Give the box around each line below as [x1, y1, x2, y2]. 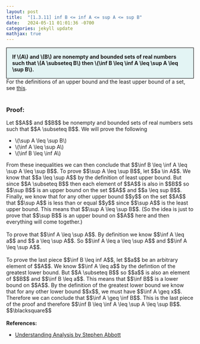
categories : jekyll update [6, 25, 73, 32]
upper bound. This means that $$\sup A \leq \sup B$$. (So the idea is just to [6, 206, 193, 213]
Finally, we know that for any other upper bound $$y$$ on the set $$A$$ [6, 193, 186, 200]
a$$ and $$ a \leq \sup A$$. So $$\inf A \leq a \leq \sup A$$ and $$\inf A [6, 237, 187, 244]
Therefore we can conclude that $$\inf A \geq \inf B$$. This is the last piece [6, 295, 193, 302]
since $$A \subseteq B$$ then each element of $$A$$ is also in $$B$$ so [6, 180, 189, 188]
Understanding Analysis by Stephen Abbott [14, 331, 121, 339]
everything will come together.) [6, 218, 83, 225]
